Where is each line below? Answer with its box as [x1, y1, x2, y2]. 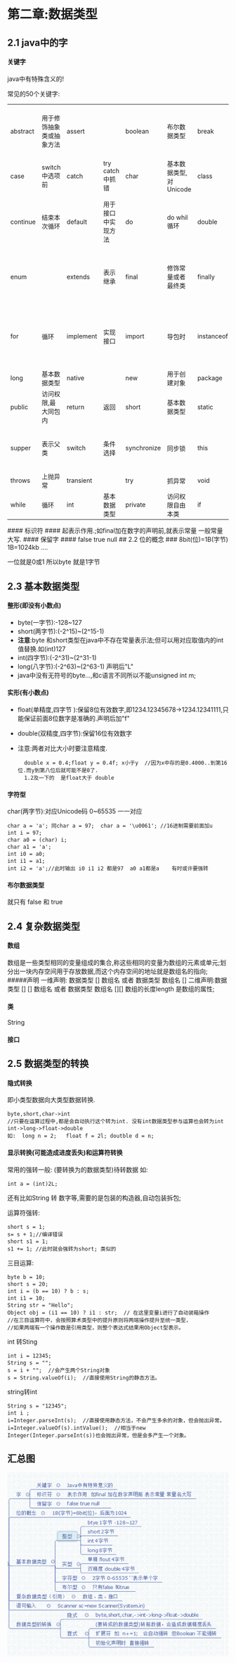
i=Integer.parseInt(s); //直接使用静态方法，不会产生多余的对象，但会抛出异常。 [7, 1417, 225, 1424]
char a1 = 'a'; [7, 844, 52, 851]
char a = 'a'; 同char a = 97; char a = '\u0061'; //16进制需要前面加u [7, 823, 213, 830]
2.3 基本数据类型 [7, 580, 80, 592]
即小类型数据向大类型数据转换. [7, 1096, 96, 1104]
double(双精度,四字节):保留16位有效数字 [17, 729, 132, 738]
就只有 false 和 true [7, 898, 63, 906]
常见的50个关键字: [7, 89, 60, 98]
